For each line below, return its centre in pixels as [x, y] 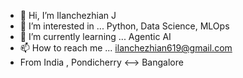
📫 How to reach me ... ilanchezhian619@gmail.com [126, 48]
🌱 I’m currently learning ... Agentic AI [95, 36]
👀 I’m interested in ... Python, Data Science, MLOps [124, 26]
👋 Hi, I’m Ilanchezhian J [68, 15]
